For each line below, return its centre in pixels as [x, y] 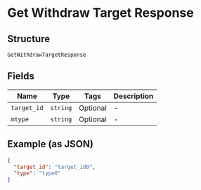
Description [134, 96]
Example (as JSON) [50, 144]
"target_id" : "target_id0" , [55, 167]
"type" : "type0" [37, 173]
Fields [21, 76]
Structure [29, 39]
